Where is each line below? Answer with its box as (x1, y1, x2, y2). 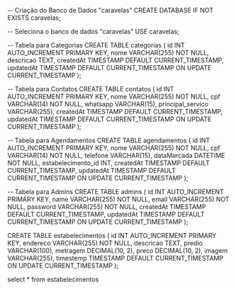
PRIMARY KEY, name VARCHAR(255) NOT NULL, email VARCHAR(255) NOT (7, 195, 230, 203)
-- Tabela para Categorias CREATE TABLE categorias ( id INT (7, 41, 186, 49)
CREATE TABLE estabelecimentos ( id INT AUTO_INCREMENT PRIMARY (7, 232, 217, 239)
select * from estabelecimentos (7, 276, 99, 283)
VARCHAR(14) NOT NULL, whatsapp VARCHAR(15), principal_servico (7, 100, 209, 108)
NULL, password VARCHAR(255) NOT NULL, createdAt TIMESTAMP (7, 203, 206, 211)
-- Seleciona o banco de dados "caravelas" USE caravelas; (7, 28, 179, 35)
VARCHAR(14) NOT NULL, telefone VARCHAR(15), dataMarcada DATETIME (7, 152, 225, 159)
